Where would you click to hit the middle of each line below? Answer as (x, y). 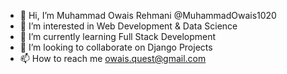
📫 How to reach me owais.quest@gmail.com (113, 58)
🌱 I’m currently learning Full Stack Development (118, 36)
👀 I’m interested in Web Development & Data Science (128, 26)
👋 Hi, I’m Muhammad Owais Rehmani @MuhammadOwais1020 (148, 15)
